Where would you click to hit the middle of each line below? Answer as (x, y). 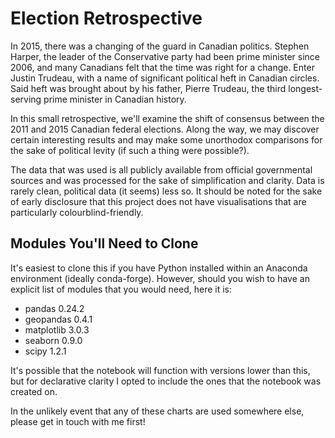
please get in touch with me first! (78, 421)
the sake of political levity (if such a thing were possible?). (130, 150)
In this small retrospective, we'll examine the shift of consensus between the (167, 118)
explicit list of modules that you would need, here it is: (121, 289)
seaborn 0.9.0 (53, 340)
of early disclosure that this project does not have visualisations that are (158, 201)
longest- (305, 88)
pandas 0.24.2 (54, 308)
